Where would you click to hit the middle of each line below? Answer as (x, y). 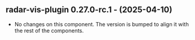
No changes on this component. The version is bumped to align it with (101, 24)
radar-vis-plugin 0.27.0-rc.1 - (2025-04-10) (89, 10)
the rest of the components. (49, 30)
